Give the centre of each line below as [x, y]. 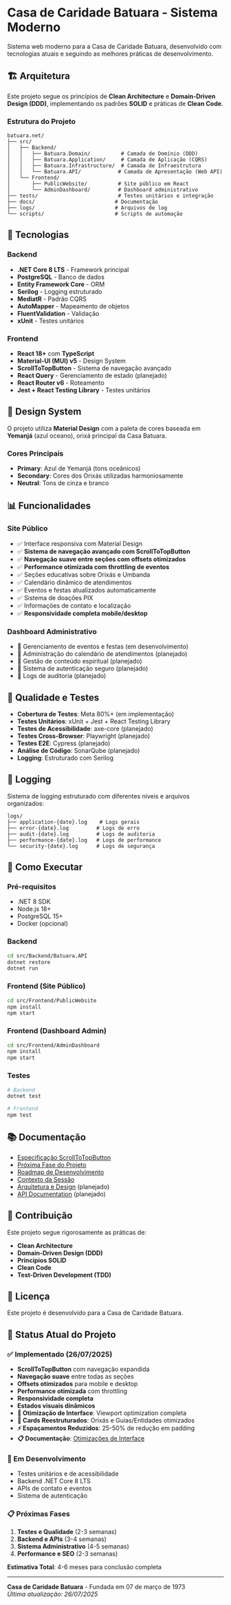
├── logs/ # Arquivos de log [87, 208]
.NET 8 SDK [34, 902]
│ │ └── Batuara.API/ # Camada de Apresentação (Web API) [115, 172]
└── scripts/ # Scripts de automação [95, 214]
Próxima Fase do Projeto [52, 1165]
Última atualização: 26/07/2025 [53, 1594]
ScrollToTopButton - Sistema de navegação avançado [94, 368]
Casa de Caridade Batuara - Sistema [112, 13]
